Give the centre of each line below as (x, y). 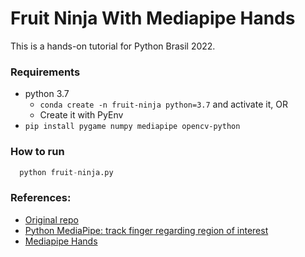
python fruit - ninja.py (66, 172)
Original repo (51, 219)
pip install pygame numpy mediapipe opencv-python (132, 127)
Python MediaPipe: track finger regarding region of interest (146, 230)
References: (41, 198)
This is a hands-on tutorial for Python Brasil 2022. (113, 46)
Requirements (45, 72)
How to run (37, 152)
